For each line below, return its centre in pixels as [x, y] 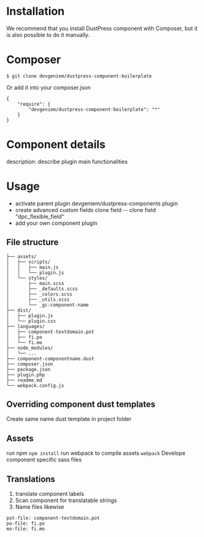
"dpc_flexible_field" [40, 216]
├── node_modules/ [30, 348]
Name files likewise [40, 507]
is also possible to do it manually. [48, 34]
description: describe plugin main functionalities [67, 162]
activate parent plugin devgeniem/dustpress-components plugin [96, 203]
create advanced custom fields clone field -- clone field [85, 210]
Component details [56, 145]
